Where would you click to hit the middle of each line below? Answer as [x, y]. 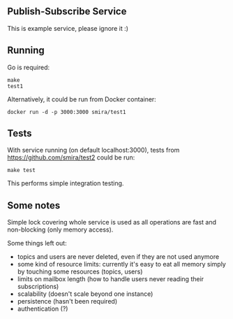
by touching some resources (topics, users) [80, 271]
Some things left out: [37, 243]
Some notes [34, 205]
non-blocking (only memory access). [60, 229]
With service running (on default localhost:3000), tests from [93, 150]
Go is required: [29, 67]
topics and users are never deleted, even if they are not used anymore [118, 257]
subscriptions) [38, 287]
